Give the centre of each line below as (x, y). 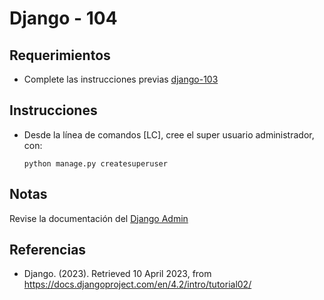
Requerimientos (60, 55)
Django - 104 (63, 18)
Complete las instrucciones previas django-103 (121, 79)
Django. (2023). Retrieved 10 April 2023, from (117, 274)
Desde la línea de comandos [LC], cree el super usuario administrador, (169, 134)
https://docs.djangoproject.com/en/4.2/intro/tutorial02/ (137, 284)
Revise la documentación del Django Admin (99, 218)
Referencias (48, 250)
